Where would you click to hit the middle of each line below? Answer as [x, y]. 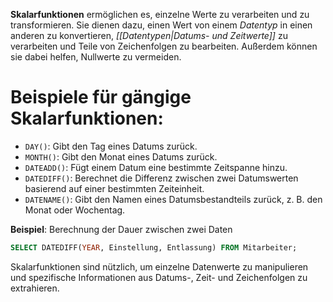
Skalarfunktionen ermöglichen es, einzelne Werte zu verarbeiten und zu [160, 14]
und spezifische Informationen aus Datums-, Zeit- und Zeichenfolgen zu [159, 277]
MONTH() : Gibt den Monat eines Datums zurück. [121, 156]
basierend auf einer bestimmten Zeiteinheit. [114, 188]
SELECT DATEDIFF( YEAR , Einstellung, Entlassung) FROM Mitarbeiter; [154, 247]
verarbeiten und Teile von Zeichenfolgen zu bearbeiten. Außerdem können [164, 46]
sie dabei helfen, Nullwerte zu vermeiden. [96, 57]
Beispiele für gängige [101, 97]
